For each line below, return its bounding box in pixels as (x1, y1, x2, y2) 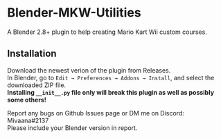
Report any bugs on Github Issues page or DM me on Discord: (7, 109, 185, 117)
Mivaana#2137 (7, 116, 49, 124)
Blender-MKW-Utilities (7, 5, 141, 21)
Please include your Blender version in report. (7, 123, 138, 132)
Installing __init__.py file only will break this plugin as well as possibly (7, 88, 215, 96)
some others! (7, 95, 46, 104)
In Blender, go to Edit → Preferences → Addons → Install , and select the (7, 73, 215, 82)
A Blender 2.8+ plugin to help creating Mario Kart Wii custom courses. (7, 28, 208, 36)
